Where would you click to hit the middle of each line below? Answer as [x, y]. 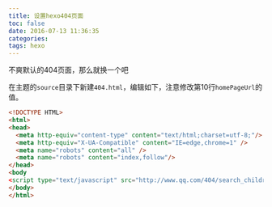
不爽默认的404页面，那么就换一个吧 [68, 70]
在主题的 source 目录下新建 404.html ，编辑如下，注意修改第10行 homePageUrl [132, 87]
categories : [28, 38]
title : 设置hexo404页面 [46, 16]
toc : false [27, 23]
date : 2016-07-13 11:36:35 [54, 31]
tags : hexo [27, 46]
